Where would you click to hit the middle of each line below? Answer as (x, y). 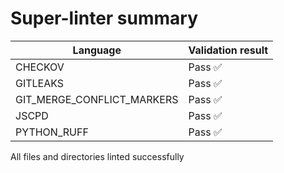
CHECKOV (40, 67)
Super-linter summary (104, 18)
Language (97, 50)
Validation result (228, 50)
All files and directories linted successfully (97, 156)
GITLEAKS (40, 83)
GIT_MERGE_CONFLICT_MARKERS (97, 99)
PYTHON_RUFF (52, 132)
